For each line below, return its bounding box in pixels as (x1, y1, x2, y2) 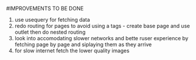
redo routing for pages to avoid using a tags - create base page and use (14, 23, 190, 29)
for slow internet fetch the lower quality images (14, 47, 130, 54)
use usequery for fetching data (14, 16, 90, 23)
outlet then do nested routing (14, 29, 86, 36)
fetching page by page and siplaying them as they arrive (14, 41, 152, 48)
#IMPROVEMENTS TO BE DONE (6, 5, 84, 12)
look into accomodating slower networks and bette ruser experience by (14, 35, 189, 41)
